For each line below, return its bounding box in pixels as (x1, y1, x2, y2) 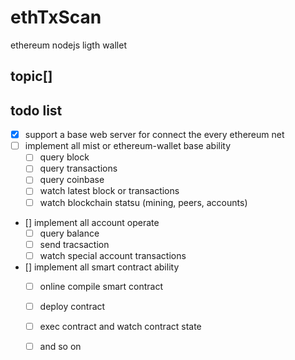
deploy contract (39, 300, 106, 312)
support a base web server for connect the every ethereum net (24, 129, 285, 141)
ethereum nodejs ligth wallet (10, 39, 127, 51)
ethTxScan (10, 6, 102, 29)
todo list (10, 102, 63, 119)
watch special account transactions (39, 249, 187, 261)
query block (39, 151, 90, 163)
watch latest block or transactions (39, 185, 180, 197)
